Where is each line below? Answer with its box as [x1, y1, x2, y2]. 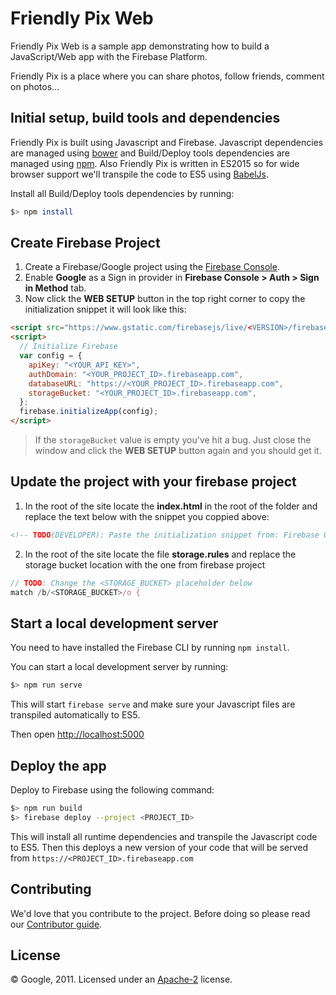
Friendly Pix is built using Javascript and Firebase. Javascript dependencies [10, 136, 324, 148]
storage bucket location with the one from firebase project [24, 558, 266, 571]
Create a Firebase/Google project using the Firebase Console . [24, 261, 280, 273]
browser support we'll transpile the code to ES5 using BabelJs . [10, 168, 269, 180]
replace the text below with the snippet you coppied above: [24, 510, 270, 522]
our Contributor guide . [10, 918, 103, 930]
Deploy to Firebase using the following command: [10, 784, 215, 796]
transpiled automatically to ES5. [10, 709, 141, 721]
